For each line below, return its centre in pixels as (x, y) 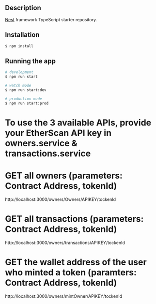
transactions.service (48, 153)
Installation (22, 35)
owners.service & (41, 143)
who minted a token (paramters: (71, 272)
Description (23, 8)
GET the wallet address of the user (76, 262)
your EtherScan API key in (58, 133)
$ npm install (19, 46)
